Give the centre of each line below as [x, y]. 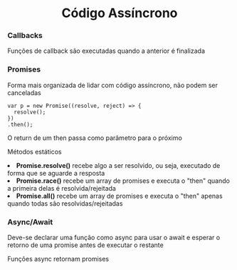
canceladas [24, 92]
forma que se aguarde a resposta [56, 173]
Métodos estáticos [35, 151]
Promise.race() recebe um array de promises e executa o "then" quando [123, 181]
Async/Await [30, 221]
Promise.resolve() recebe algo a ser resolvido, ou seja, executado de [118, 165]
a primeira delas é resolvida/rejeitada [62, 188]
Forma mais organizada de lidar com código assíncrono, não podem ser [113, 85]
